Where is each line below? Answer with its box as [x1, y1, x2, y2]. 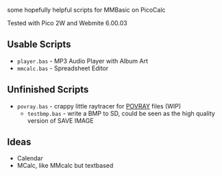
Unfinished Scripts [7, 84, 89, 96]
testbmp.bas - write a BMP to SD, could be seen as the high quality [27, 109, 216, 117]
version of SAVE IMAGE [27, 116, 94, 125]
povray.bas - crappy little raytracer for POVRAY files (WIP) [16, 102, 182, 110]
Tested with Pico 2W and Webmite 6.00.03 [7, 19, 128, 27]
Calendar [16, 154, 43, 162]
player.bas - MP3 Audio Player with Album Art [16, 57, 149, 65]
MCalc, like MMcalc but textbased [16, 162, 114, 170]
